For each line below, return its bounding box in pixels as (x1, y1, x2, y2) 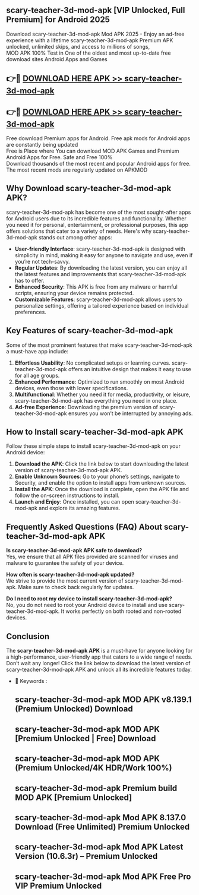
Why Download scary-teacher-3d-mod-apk (6, 184, 172, 194)
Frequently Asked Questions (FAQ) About (6, 521, 162, 532)
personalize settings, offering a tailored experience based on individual (14, 302, 189, 309)
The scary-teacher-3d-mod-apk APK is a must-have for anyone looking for (6, 647, 193, 654)
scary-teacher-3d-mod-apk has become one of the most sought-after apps (6, 208, 191, 216)
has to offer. (14, 277, 45, 284)
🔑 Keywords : (14, 678, 48, 685)
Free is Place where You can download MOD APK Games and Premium (6, 147, 179, 154)
